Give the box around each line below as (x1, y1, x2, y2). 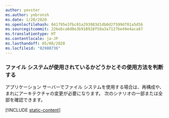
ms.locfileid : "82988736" (5, 46, 60, 51)
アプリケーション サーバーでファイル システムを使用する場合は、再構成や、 (5, 84, 164, 90)
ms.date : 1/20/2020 (5, 17, 47, 22)
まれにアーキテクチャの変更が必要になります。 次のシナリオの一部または (5, 90, 159, 96)
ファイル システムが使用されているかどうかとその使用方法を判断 (5, 64, 164, 71)
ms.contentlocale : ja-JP (5, 36, 58, 42)
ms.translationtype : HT (5, 31, 56, 36)
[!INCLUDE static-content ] (5, 107, 61, 113)
